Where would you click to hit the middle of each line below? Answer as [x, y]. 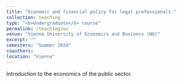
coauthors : [20, 51]
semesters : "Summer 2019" [39, 46]
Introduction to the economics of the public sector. [69, 73]
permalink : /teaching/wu [37, 29]
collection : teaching [33, 17]
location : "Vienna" [31, 57]
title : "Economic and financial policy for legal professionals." [91, 12]
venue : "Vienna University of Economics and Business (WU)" [83, 34]
